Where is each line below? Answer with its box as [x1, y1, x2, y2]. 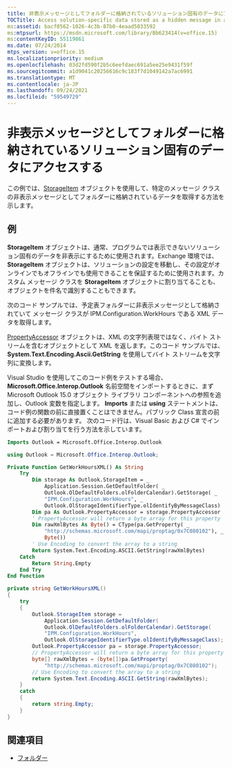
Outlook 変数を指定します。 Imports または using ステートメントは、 [25, 399, 222, 407]
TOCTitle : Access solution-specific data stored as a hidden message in [7, 17, 221, 23]
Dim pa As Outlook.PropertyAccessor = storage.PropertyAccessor [32, 509, 221, 515]
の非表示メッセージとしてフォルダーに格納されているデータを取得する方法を [7, 193, 224, 201]
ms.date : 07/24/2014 [7, 42, 67, 49]
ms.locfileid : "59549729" [7, 94, 81, 101]
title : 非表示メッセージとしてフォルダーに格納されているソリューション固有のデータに [7, 10, 224, 17]
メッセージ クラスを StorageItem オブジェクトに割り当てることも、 [26, 277, 220, 286]
